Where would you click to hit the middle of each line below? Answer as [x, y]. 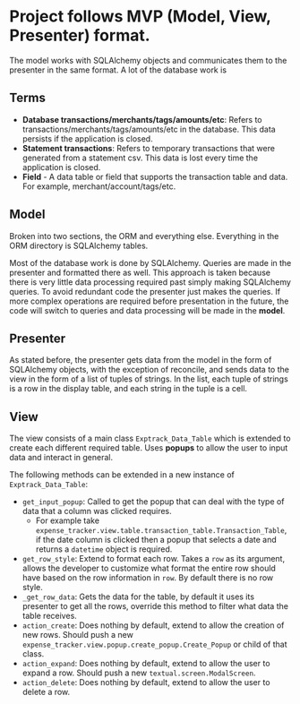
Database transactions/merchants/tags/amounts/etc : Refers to [142, 119]
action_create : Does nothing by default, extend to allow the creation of [153, 625]
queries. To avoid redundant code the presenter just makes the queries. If [145, 291]
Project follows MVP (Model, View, [140, 17]
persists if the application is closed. [88, 138]
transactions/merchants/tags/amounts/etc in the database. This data [149, 129]
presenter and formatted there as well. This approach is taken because [140, 272]
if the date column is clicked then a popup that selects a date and [156, 540]
